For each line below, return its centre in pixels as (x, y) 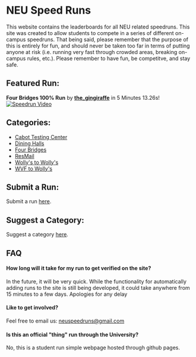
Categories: (29, 123)
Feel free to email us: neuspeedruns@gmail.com (65, 321)
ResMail (24, 156)
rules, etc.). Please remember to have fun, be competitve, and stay (109, 58)
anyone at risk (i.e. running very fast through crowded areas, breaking (92, 52)
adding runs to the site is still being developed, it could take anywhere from (98, 288)
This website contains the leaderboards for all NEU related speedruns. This (98, 27)
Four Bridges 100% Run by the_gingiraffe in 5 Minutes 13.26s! (83, 97)
